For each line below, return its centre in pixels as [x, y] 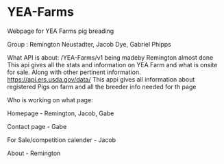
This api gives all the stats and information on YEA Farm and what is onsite [112, 65]
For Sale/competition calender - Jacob [62, 140]
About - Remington [34, 153]
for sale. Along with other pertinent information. [74, 72]
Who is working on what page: [50, 99]
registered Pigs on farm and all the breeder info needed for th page [102, 86]
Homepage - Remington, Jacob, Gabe [61, 113]
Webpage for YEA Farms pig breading [61, 31]
